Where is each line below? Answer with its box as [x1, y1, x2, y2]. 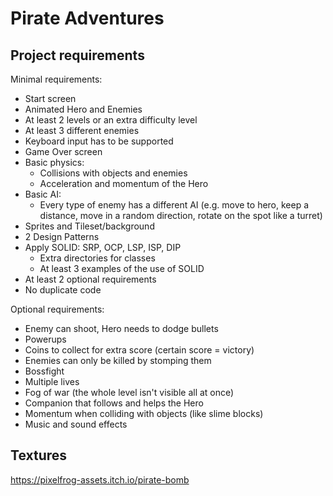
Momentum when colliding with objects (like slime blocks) [24, 408, 264, 419]
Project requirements [10, 47, 145, 64]
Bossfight [24, 365, 65, 377]
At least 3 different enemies [24, 125, 140, 136]
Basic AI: [24, 188, 62, 200]
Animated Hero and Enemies [24, 103, 143, 115]
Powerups [24, 333, 67, 345]
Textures [10, 447, 68, 464]
